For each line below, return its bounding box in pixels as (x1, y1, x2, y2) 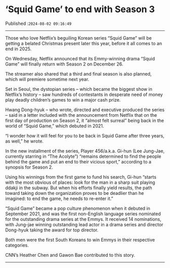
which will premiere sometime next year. (5, 76, 90, 82)
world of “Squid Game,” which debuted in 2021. (5, 123, 104, 129)
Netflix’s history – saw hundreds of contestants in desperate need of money (5, 91, 163, 97)
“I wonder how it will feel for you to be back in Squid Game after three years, (5, 132, 164, 139)
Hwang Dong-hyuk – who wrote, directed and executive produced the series (5, 107, 165, 113)
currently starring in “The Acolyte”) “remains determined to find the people (5, 153, 161, 159)
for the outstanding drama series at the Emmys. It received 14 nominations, (5, 216, 161, 222)
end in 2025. (5, 46, 32, 52)
